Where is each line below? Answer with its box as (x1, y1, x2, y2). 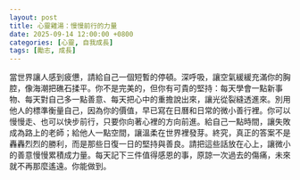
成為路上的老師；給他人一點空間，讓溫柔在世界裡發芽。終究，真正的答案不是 (9, 127, 291, 138)
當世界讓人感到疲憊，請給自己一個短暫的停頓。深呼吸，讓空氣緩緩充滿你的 (9, 72, 283, 83)
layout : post (9, 12, 58, 22)
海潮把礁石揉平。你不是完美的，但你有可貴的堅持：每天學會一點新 (32, 83, 275, 94)
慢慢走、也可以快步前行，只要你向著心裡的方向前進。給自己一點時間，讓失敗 (9, 117, 291, 127)
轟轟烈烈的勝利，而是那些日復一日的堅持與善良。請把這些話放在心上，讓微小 (9, 139, 291, 150)
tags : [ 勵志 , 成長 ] (9, 46, 77, 55)
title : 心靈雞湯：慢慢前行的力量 (9, 21, 118, 30)
